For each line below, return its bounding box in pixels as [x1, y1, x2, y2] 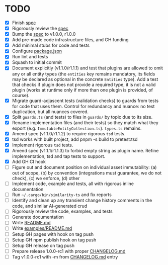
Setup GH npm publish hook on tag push [12, 237, 97, 243]
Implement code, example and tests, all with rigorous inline [12, 181, 134, 187]
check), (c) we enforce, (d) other [12, 175, 80, 182]
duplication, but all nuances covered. [12, 109, 89, 115]
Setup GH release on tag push [12, 242, 75, 248]
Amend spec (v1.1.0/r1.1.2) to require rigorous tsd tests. [12, 130, 126, 136]
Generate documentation [12, 214, 64, 220]
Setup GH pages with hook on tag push [12, 231, 94, 237]
